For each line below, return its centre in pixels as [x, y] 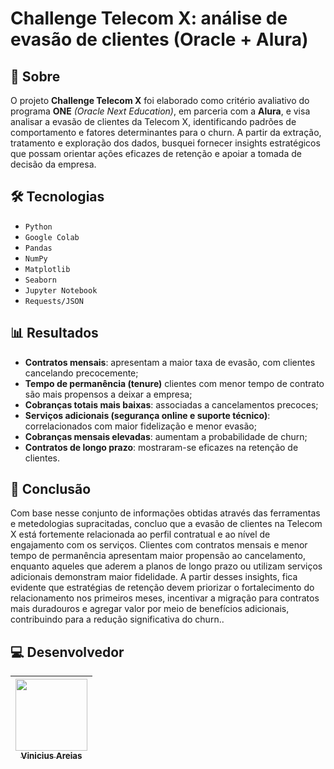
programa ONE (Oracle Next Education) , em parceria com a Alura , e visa [160, 111]
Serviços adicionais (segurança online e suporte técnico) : [147, 415]
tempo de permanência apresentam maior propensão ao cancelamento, [158, 556]
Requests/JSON [54, 301]
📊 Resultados [54, 333]
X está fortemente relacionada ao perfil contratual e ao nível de [140, 534]
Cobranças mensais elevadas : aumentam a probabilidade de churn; [166, 436]
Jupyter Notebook [61, 290]
